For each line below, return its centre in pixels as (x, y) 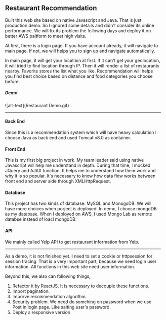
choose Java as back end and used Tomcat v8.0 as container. (68, 137)
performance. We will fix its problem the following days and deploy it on (78, 31)
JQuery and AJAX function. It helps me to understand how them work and (80, 171)
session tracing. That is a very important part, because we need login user (81, 261)
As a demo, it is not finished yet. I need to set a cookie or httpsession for (79, 256)
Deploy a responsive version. (42, 312)
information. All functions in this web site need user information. (70, 266)
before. (13, 81)
